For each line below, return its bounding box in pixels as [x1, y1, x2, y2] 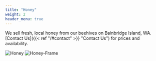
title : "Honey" [5, 7, 37, 12]
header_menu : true [5, 16, 43, 21]
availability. [5, 41, 28, 47]
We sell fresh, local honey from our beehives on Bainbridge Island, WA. [5, 30, 151, 36]
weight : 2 [5, 12, 26, 17]
